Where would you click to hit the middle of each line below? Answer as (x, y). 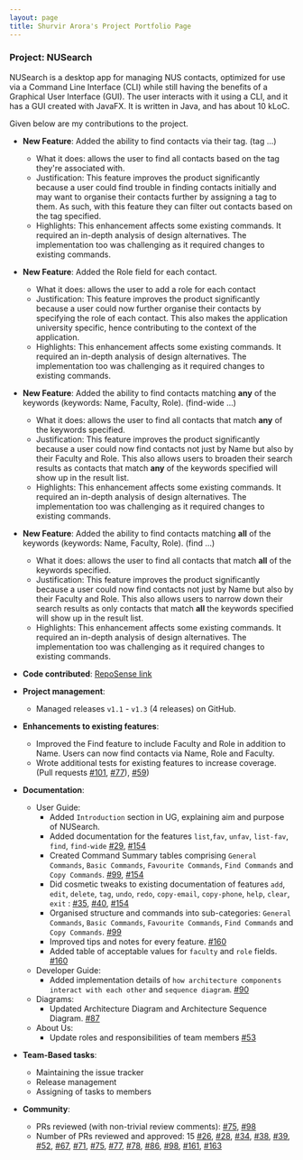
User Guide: (58, 807)
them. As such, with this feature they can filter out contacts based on (164, 206)
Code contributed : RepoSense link (87, 674)
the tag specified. (69, 216)
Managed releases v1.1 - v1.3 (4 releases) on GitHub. (136, 708)
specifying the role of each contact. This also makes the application (162, 318)
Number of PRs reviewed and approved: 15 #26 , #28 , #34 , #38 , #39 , (163, 1136)
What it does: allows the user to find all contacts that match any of (159, 419)
